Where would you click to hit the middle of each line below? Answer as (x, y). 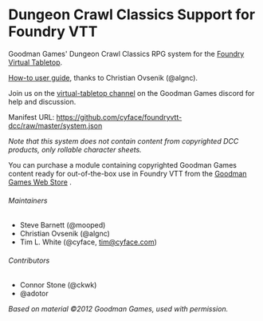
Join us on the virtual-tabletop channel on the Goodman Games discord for (131, 93)
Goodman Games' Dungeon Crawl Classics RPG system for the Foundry (126, 53)
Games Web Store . (40, 182)
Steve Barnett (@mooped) (63, 225)
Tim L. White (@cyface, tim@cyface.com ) (88, 242)
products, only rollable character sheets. (75, 149)
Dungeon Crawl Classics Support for (132, 15)
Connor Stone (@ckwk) (58, 285)
